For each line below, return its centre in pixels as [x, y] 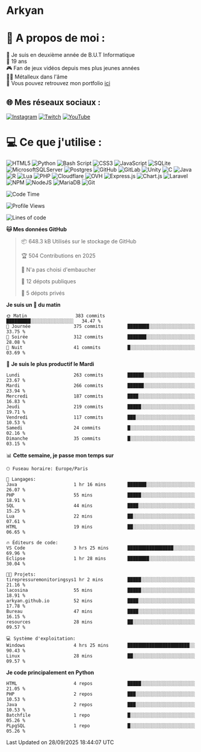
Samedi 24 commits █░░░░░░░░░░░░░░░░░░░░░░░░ [101, 428]
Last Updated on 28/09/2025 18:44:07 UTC [60, 742]
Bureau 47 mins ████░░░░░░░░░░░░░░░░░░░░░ [101, 611]
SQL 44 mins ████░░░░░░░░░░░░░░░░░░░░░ [101, 506]
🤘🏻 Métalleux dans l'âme [37, 77]
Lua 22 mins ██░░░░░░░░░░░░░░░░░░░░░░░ [101, 516]
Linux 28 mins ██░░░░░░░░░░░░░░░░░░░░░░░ [101, 656]
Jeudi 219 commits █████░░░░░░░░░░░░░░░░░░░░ [101, 407]
